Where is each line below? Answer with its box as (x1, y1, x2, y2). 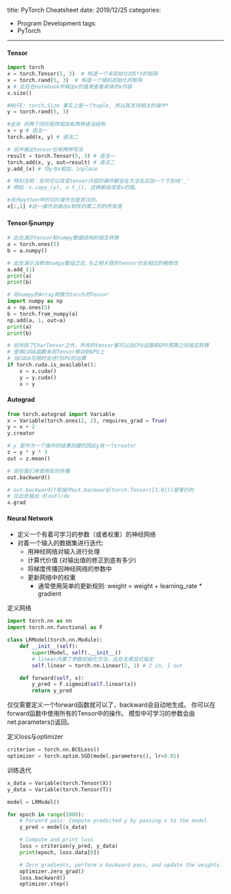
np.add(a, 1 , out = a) (7, 317, 67, 324)
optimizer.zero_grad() (19, 868, 85, 875)
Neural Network (7, 514, 54, 522)
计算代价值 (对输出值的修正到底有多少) (27, 556, 136, 564)
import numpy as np (7, 298, 63, 305)
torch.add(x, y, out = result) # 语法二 (7, 158, 115, 166)
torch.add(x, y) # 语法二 (7, 134, 78, 141)
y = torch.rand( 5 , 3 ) (7, 108, 69, 116)
